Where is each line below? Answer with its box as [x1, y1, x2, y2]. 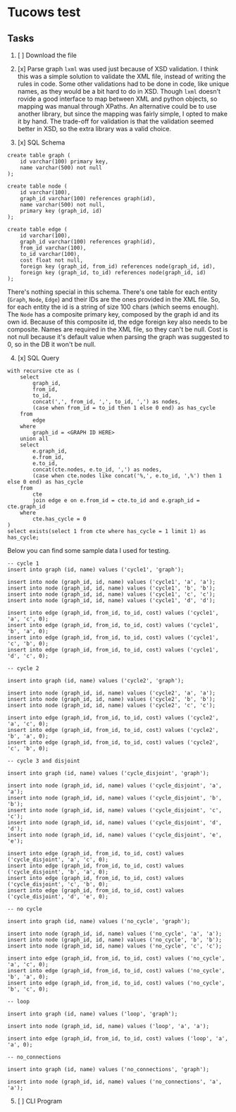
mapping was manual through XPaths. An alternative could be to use [17, 102, 217, 110]
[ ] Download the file [17, 51, 77, 59]
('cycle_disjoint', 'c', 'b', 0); [7, 881, 109, 888]
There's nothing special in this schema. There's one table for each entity [7, 288, 218, 296]
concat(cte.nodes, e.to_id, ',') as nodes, [32, 466, 162, 473]
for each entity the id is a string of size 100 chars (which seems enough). [7, 303, 219, 311]
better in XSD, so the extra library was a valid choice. [17, 125, 171, 133]
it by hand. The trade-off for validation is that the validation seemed [17, 117, 214, 126]
